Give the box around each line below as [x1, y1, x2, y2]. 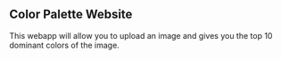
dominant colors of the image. [9, 40, 120, 50]
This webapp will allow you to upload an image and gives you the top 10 [9, 30, 273, 41]
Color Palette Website [9, 7, 133, 22]
